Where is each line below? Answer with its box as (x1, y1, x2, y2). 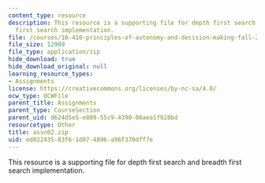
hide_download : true (8, 56, 77, 64)
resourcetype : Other (8, 121, 77, 129)
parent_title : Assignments (8, 99, 97, 107)
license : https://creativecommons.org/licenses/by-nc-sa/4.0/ (8, 84, 217, 93)
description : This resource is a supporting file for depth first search (8, 19, 256, 27)
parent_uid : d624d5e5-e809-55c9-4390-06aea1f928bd (8, 114, 178, 122)
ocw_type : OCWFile (8, 92, 69, 100)
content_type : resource (8, 11, 87, 20)
